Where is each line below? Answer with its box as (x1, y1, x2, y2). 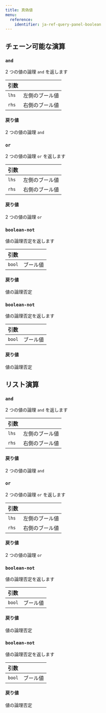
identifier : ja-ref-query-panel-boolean (14, 21, 101, 27)
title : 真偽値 (5, 7, 33, 13)
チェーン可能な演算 (5, 42, 65, 51)
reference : (10, 17, 33, 22)
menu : (5, 12, 17, 17)
